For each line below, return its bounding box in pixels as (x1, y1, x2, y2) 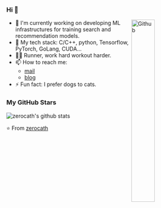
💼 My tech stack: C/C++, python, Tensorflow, (15, 39, 129, 46)
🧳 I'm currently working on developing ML (15, 20, 121, 27)
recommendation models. (15, 32, 80, 40)
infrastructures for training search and (15, 26, 112, 33)
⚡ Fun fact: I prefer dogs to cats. (15, 81, 96, 88)
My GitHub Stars (6, 98, 57, 107)
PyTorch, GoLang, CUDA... (15, 45, 82, 52)
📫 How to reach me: (15, 59, 68, 66)
